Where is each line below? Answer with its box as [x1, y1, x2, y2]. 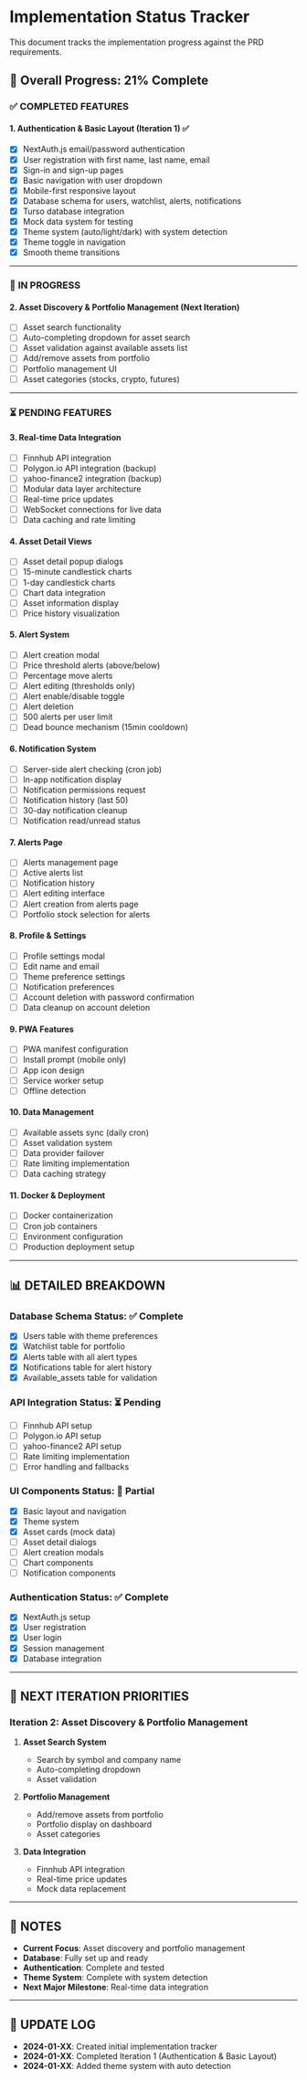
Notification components [22, 1567, 116, 1578]
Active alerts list [22, 867, 84, 878]
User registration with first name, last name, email [22, 154, 210, 165]
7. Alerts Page [9, 836, 63, 847]
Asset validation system [22, 1138, 112, 1148]
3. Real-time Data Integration [9, 432, 122, 443]
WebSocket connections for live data [22, 504, 162, 515]
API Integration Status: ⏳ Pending [9, 1396, 162, 1408]
